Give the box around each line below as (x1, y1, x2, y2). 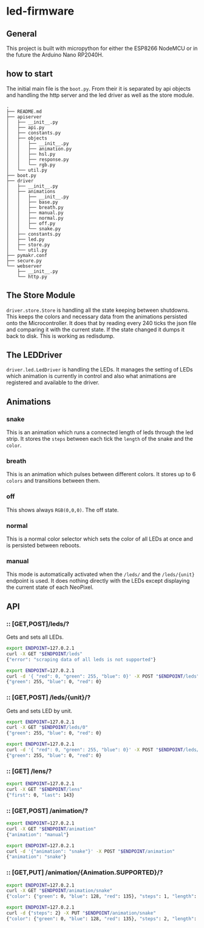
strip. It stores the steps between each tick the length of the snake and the (6, 435, 193, 443)
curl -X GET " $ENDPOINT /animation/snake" (6, 888, 113, 894)
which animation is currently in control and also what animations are (6, 373, 177, 380)
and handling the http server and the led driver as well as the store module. (6, 91, 194, 99)
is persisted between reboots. (6, 542, 81, 549)
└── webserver (6, 263, 42, 269)
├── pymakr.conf (6, 252, 47, 258)
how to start (6, 69, 53, 79)
